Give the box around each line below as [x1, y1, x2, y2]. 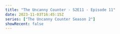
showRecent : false [5, 21, 44, 26]
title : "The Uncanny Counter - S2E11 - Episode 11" [5, 7, 115, 12]
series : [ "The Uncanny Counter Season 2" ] [5, 16, 95, 21]
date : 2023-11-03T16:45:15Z [5, 12, 64, 17]
